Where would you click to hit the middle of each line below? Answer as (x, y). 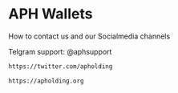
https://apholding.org (46, 81)
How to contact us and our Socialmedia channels (89, 36)
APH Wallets (51, 14)
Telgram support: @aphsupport (60, 51)
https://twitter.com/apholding (61, 66)
